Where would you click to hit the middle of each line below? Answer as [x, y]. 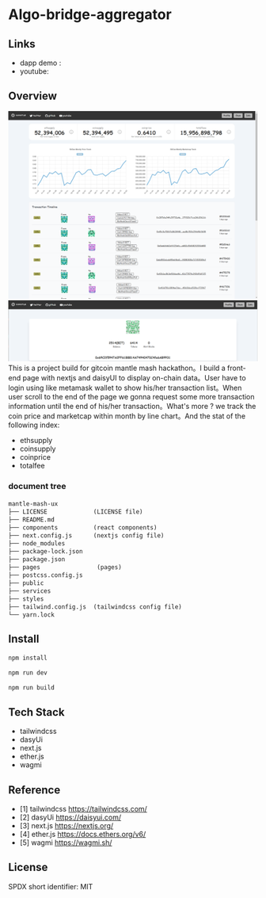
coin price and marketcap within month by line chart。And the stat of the [127, 416]
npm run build [32, 688]
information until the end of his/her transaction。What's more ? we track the [132, 407]
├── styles [26, 599]
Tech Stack [36, 712]
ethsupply [36, 441]
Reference [34, 790]
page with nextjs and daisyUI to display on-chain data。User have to [135, 378]
